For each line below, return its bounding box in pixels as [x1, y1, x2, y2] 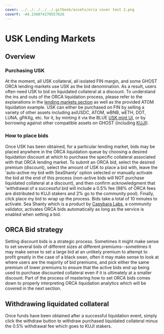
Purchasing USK [5, 67, 45, 74]
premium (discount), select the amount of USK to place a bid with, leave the [5, 164, 158, 170]
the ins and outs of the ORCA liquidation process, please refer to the [5, 94, 143, 100]
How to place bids [5, 132, 49, 139]
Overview [5, 53, 36, 61]
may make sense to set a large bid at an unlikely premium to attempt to [5, 249, 148, 255]
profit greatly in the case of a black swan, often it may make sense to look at [5, 254, 159, 260]
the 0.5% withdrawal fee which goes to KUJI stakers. [5, 323, 112, 329]
